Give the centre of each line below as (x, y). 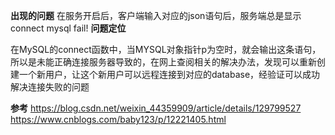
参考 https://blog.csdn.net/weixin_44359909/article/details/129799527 (156, 108)
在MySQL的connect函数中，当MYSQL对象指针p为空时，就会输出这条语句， (166, 49)
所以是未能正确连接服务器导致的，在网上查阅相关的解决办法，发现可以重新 (163, 62)
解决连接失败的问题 (50, 87)
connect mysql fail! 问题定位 (68, 28)
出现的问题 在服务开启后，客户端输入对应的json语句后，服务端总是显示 (156, 15)
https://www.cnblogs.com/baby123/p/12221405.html (118, 119)
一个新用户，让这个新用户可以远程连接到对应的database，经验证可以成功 (169, 74)
